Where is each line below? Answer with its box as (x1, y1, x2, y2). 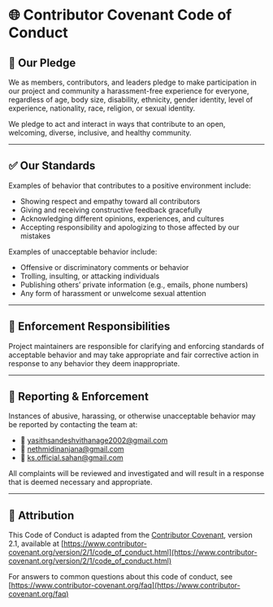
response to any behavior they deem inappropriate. (8, 358, 180, 368)
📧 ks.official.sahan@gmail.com (19, 453, 123, 463)
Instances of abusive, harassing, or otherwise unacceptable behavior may (8, 411, 256, 421)
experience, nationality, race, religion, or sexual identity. (8, 103, 196, 113)
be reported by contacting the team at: (8, 420, 138, 430)
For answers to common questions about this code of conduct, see (8, 572, 233, 582)
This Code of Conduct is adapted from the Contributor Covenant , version (8, 531, 253, 540)
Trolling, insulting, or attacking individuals (19, 271, 160, 281)
